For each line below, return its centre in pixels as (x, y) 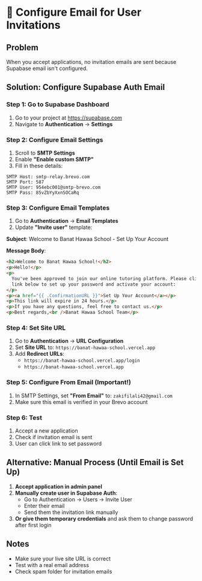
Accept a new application (46, 431)
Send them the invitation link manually (71, 512)
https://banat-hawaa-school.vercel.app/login (82, 361)
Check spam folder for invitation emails (63, 571)
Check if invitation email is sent (54, 437)
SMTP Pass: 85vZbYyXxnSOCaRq (43, 193)
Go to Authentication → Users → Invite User (78, 499)
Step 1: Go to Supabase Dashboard (58, 104)
